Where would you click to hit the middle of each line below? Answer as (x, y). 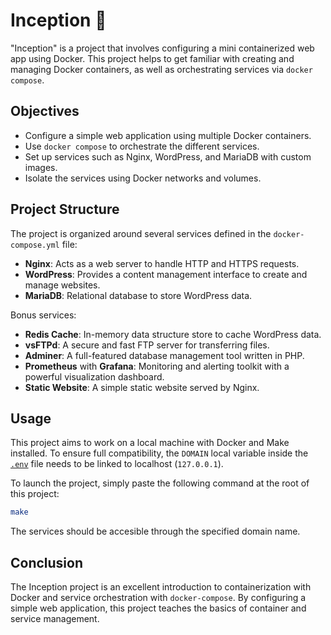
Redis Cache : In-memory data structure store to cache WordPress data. (173, 334)
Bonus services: (43, 315)
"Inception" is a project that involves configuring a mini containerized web (162, 48)
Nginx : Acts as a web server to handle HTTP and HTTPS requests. (162, 263)
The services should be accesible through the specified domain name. (155, 531)
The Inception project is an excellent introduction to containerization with (161, 587)
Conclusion (47, 562)
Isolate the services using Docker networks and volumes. (143, 178)
